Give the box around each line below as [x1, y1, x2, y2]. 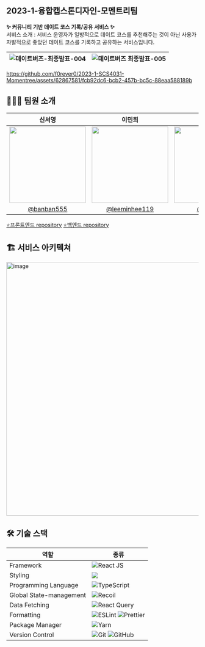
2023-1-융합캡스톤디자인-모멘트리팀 [6, 5, 138, 16]
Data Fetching [9, 601, 50, 609]
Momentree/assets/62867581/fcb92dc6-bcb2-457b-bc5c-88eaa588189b [6, 76, 193, 84]
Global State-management [9, 591, 87, 599]
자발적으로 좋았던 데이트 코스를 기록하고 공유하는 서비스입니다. [6, 38, 155, 46]
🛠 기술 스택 [6, 528, 48, 538]
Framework [9, 561, 42, 569]
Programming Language [9, 581, 79, 590]
